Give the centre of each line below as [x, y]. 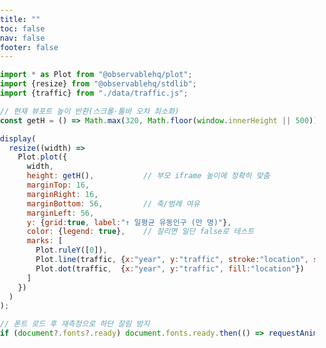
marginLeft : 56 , [60, 213]
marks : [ [45, 241]
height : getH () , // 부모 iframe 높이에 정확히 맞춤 [148, 176]
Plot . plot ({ [42, 157]
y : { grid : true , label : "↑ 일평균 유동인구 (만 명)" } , [129, 222]
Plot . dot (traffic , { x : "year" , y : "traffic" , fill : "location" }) [170, 268]
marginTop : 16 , [58, 185]
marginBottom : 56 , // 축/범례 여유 [113, 203]
